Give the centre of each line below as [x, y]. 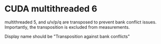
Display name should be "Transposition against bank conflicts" [67, 36]
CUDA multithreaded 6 [51, 9]
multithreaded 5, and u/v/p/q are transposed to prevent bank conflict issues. [80, 22]
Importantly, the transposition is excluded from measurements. [67, 27]
